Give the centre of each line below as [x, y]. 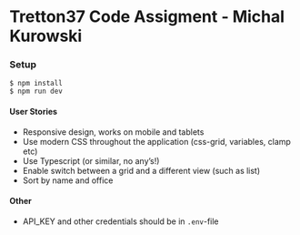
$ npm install [36, 84]
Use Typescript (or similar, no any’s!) [91, 160]
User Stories [33, 112]
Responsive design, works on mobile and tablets [113, 132]
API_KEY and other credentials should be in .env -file [121, 221]
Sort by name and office [68, 180]
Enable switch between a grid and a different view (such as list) [141, 170]
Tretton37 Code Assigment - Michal [147, 17]
